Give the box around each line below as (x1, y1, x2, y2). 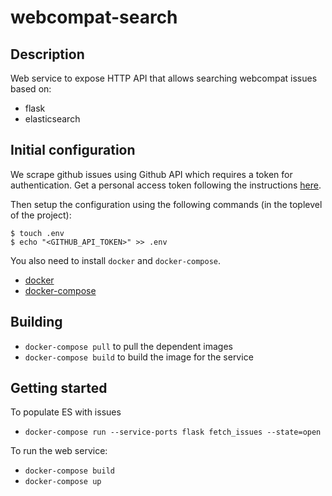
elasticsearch (24, 113, 81, 125)
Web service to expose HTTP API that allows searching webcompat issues (10, 72, 318, 84)
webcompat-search (10, 6, 178, 29)
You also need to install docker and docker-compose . (10, 254, 222, 266)
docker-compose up (24, 477, 102, 487)
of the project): (10, 209, 72, 221)
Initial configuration (10, 142, 136, 159)
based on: (10, 83, 52, 95)
